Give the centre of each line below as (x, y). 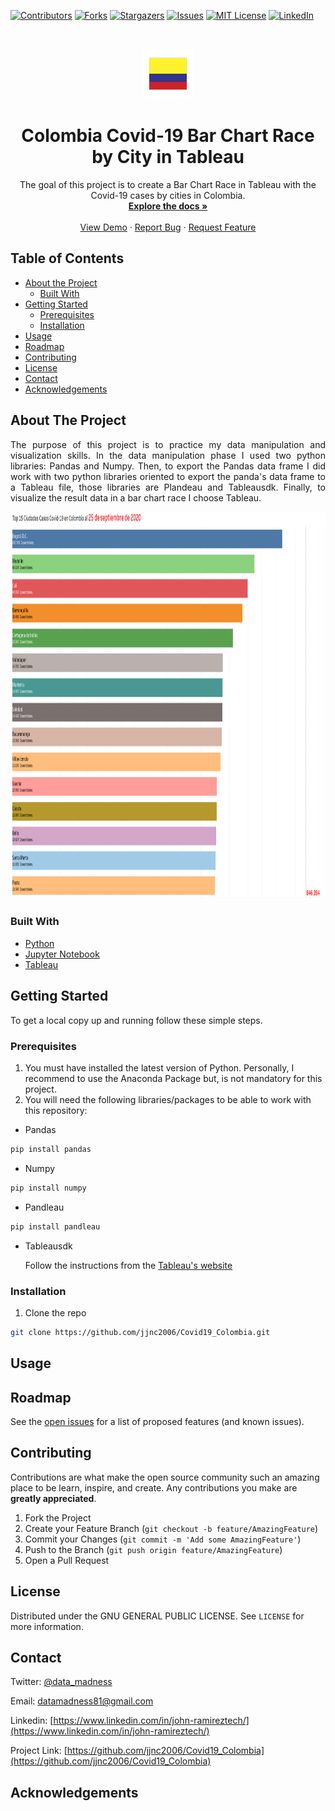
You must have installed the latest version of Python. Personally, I (159, 1067)
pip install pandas (51, 1149)
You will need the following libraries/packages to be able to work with (168, 1099)
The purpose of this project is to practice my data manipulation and (168, 444)
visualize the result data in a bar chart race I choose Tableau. (136, 497)
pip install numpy (48, 1188)
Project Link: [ (39, 1751)
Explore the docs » (168, 206)
